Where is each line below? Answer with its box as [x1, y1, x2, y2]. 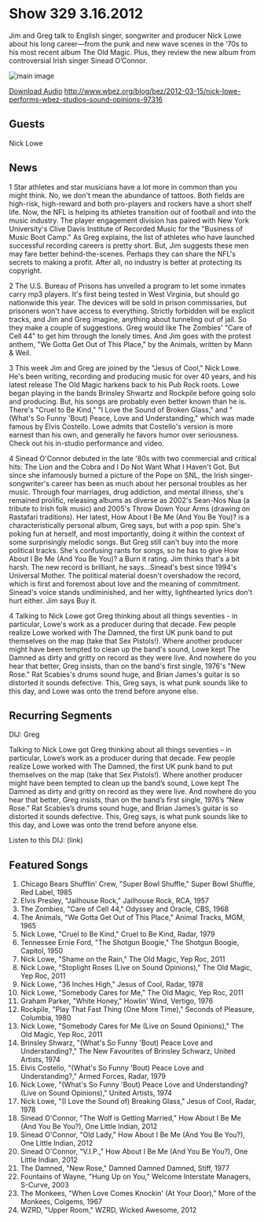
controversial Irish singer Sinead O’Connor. [9, 56, 148, 65]
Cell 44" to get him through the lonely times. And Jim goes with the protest [9, 331, 251, 341]
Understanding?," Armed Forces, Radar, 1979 [20, 1072, 166, 1081]
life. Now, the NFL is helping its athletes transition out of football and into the [9, 207, 256, 216]
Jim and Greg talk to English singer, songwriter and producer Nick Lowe [9, 31, 242, 40]
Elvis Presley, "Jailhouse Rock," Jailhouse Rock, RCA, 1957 [20, 896, 209, 906]
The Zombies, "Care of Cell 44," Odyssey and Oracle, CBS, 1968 [20, 904, 229, 914]
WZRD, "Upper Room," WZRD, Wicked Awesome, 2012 [20, 1205, 197, 1215]
